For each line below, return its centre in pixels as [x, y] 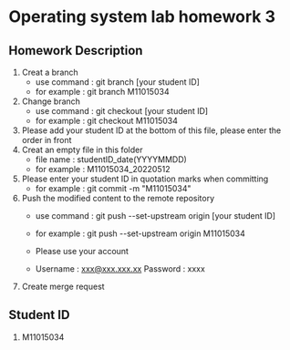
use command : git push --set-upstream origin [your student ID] [155, 216]
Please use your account [82, 251]
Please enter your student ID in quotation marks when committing [145, 179]
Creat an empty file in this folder [82, 149]
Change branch [51, 101]
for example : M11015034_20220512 [103, 169]
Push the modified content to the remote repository [118, 198]
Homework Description [76, 51]
